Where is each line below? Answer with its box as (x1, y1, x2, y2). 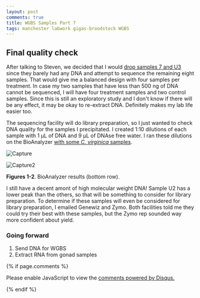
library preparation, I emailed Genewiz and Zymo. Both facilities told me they (6, 204, 195, 211)
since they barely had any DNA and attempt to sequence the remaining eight (6, 70, 195, 77)
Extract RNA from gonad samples (14, 251, 97, 259)
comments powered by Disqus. (98, 274, 175, 281)
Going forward (6, 231, 50, 239)
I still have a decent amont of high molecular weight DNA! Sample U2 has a (6, 185, 190, 192)
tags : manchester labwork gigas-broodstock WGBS (6, 25, 130, 32)
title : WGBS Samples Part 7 (6, 20, 76, 26)
